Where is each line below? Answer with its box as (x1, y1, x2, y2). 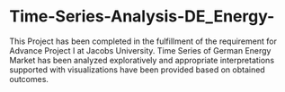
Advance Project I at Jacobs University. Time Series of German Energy (9, 45, 272, 55)
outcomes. (9, 73, 49, 84)
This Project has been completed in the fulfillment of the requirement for (9, 36, 277, 46)
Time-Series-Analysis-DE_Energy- (9, 6, 275, 27)
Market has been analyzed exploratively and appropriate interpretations (9, 54, 275, 65)
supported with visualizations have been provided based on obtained (9, 64, 265, 75)
